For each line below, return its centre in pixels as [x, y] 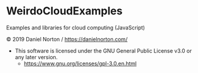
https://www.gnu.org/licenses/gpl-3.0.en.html [80, 63]
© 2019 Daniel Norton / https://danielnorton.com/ [67, 39]
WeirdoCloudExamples [64, 11]
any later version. [36, 57]
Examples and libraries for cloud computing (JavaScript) [76, 28]
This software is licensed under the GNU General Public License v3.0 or [103, 51]
